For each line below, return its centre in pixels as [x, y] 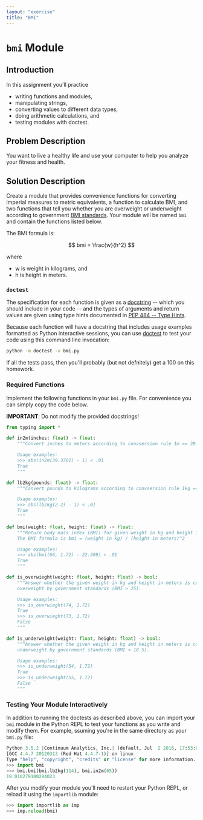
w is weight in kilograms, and [51, 269]
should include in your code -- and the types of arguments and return [93, 309]
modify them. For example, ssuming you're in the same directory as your [97, 731]
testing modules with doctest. [52, 122]
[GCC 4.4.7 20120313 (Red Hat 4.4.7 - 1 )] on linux [70, 754]
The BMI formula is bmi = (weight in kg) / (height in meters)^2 [101, 538]
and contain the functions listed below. [54, 221]
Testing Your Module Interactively [57, 704]
